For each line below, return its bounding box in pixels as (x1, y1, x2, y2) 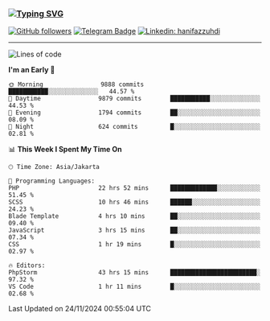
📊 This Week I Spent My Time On (8, 145, 122, 154)
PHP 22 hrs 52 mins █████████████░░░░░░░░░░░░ (8, 184, 261, 192)
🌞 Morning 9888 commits (8, 80, 145, 88)
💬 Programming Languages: (8, 177, 95, 185)
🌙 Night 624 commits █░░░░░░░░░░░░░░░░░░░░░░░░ (8, 123, 261, 131)
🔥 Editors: (8, 261, 46, 270)
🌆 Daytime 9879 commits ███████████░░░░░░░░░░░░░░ (8, 95, 261, 103)
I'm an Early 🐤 (8, 65, 55, 75)
